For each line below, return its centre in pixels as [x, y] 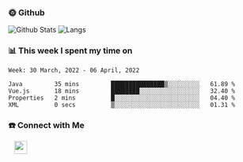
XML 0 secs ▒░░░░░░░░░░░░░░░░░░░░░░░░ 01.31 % [122, 105]
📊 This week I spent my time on [70, 51]
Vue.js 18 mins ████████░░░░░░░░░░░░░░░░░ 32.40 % [122, 91]
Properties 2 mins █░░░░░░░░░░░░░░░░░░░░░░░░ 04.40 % [122, 98]
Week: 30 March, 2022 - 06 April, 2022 [74, 70]
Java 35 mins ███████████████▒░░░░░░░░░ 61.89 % [122, 84]
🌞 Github [27, 13]
